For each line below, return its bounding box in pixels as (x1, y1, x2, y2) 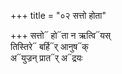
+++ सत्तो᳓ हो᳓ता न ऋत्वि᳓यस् (10, 30, 112, 41)
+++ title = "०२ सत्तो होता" (10, 10, 107, 21)
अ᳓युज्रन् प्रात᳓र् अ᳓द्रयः (10, 52, 83, 64)
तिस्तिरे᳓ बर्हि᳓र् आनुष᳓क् (10, 41, 89, 52)
